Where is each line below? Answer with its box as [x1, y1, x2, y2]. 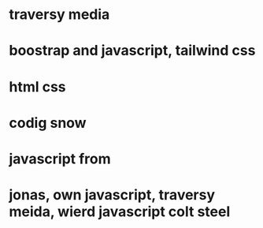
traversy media [9, 6, 110, 24]
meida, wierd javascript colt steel [9, 203, 231, 221]
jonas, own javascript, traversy [9, 186, 216, 204]
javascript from [9, 150, 111, 167]
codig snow [9, 114, 87, 132]
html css [9, 77, 66, 95]
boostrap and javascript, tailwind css [9, 42, 256, 60]
